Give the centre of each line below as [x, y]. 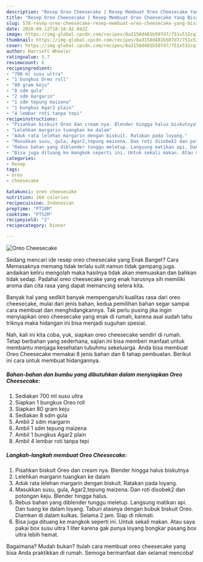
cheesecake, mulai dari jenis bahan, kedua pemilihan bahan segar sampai [98, 304]
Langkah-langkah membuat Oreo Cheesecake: [67, 455]
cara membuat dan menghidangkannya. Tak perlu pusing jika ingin [89, 310]
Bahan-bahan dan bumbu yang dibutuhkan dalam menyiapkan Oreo [94, 374]
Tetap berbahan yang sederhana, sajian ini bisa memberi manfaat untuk [95, 341]
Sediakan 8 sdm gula [41, 415]
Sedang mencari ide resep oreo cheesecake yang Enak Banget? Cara [93, 260]
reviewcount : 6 [25, 62]
